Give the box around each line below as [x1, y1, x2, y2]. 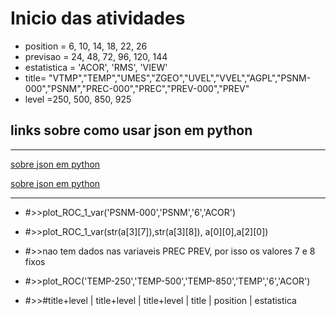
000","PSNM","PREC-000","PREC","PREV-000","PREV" [24, 82, 250, 94]
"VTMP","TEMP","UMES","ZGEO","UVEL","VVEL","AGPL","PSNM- [48, 72, 312, 84]
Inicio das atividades [10, 7, 186, 30]
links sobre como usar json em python [10, 122, 253, 139]
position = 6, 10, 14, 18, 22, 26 [24, 40, 148, 52]
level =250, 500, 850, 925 [24, 93, 132, 105]
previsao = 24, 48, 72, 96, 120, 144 [24, 50, 168, 62]
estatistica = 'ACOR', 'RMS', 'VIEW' [24, 61, 168, 73]
